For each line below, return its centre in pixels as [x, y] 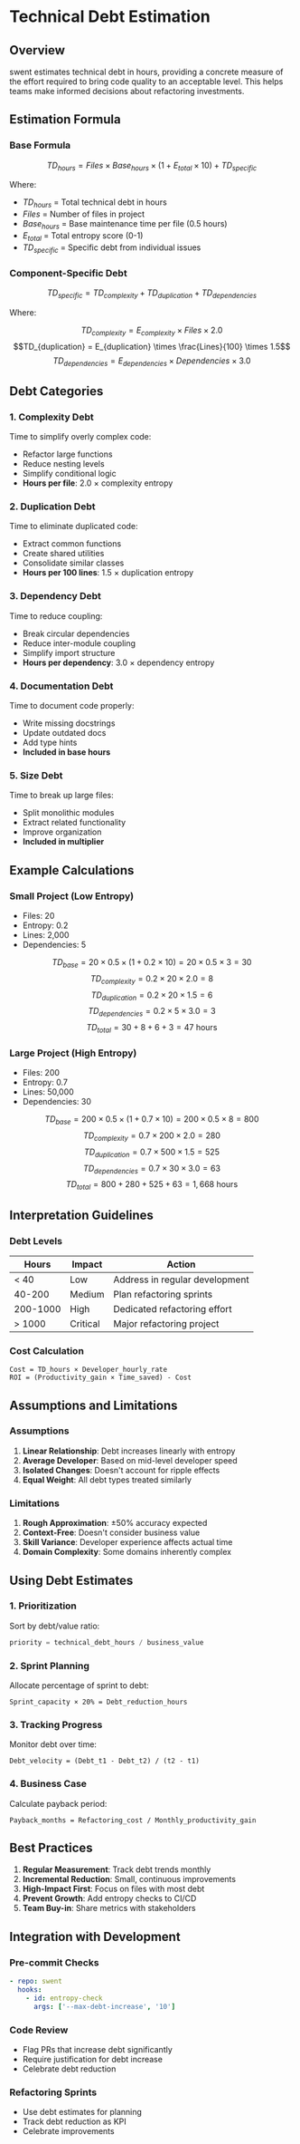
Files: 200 [41, 1073]
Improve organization [62, 832]
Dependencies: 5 [54, 944]
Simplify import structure [69, 652]
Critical [85, 1323]
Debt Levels [36, 1241]
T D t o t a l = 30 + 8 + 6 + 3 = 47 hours [152, 1029]
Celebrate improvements [68, 2131]
